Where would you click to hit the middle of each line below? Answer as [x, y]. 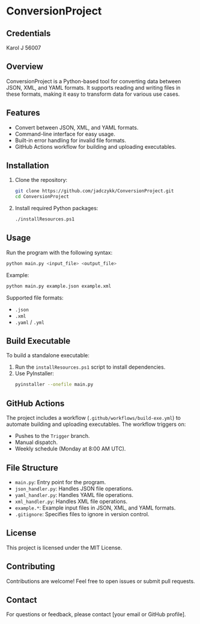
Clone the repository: [41, 180]
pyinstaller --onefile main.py [54, 385]
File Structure [32, 468]
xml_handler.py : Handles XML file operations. [71, 501]
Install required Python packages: [56, 208]
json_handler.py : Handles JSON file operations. [74, 488]
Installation [28, 166]
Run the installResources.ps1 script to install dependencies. [90, 367]
